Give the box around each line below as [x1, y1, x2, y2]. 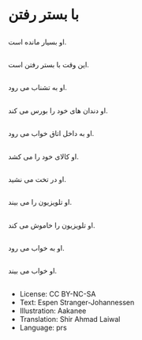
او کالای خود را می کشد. [8, 152, 79, 161]
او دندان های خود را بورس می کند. [8, 105, 108, 115]
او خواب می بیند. [8, 266, 58, 276]
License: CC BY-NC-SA [19, 289, 96, 298]
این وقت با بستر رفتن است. [8, 59, 89, 69]
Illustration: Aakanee [19, 306, 87, 315]
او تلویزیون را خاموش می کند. [8, 220, 95, 230]
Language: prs [19, 323, 67, 332]
